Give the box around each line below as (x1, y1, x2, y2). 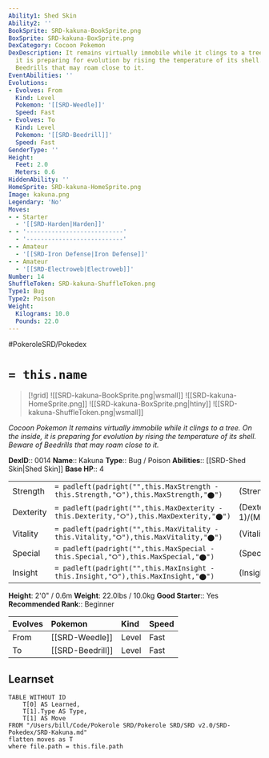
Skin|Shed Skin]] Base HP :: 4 (8, 464, 104, 474)
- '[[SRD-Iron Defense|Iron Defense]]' (15, 250, 149, 258)
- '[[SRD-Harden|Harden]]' (15, 220, 106, 228)
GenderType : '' (8, 146, 59, 154)
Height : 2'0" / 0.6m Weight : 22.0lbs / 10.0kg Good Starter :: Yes (8, 591, 219, 601)
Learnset (8, 672, 54, 686)
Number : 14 (8, 272, 45, 280)
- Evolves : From (8, 86, 62, 95)
